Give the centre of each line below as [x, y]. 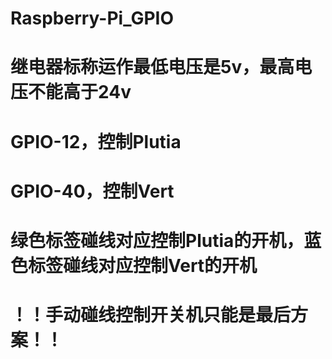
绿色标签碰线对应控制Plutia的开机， [157, 240]
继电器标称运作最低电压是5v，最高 [152, 67]
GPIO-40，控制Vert [92, 191]
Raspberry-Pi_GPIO [92, 18]
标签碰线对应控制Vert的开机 [143, 265]
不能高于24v [80, 92]
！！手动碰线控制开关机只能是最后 [151, 315]
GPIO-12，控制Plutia [96, 141]
